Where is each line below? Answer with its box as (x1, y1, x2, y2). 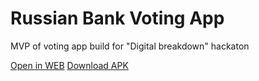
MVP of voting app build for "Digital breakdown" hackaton (10, 40, 250, 52)
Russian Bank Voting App (10, 7, 225, 30)
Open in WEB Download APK (10, 59, 129, 71)
